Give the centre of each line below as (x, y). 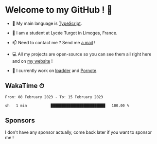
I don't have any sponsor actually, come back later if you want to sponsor (78, 132)
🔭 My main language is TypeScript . (47, 23)
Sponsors (20, 120)
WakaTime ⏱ (25, 86)
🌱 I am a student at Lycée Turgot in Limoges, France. (65, 33)
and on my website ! (32, 61)
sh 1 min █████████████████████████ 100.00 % (67, 106)
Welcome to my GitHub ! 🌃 (59, 10)
